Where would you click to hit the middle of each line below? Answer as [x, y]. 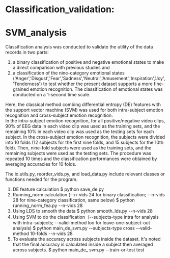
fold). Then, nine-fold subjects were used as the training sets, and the [78, 148]
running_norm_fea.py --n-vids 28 [48, 205]
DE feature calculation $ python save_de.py [58, 189]
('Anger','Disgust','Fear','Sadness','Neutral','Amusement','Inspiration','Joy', [89, 79]
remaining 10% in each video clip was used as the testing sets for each [80, 132]
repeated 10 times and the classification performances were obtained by [81, 159]
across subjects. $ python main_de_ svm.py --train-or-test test [78, 250]
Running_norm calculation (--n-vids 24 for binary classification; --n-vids [89, 195]
